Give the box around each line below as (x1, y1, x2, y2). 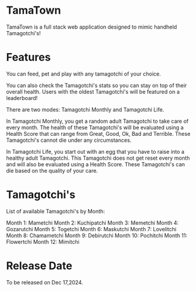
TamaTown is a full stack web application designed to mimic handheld (6, 23, 177, 30)
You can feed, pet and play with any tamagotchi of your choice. (6, 70, 162, 77)
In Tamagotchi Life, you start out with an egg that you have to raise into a (6, 148, 185, 155)
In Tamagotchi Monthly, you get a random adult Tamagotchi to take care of (6, 117, 189, 125)
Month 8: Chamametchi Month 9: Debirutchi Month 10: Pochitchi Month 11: (6, 232, 188, 239)
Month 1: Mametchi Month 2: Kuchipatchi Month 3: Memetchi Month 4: (6, 219, 179, 226)
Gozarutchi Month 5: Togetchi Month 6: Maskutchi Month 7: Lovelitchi (6, 225, 177, 232)
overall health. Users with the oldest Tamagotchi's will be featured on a (6, 88, 180, 95)
